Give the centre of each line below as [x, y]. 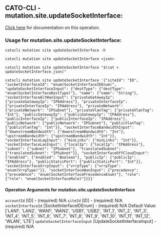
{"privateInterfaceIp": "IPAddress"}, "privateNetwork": [64, 106]
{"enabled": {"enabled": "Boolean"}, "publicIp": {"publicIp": [71, 158]
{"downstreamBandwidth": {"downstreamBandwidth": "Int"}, [65, 132]
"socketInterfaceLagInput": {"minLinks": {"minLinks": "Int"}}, [72, 140]
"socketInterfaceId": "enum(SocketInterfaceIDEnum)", [61, 85]
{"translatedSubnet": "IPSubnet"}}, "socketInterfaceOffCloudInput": [77, 153]
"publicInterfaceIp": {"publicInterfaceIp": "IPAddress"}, [66, 119]
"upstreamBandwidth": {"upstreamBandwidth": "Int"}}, [61, 136]
